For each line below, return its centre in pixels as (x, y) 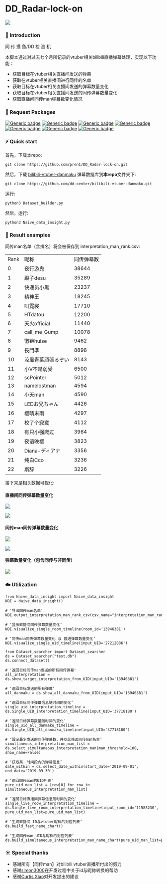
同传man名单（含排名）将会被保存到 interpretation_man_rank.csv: (73, 246)
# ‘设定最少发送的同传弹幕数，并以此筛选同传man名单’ (54, 740)
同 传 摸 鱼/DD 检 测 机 (28, 47)
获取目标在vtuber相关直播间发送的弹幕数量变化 (60, 87)
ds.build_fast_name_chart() (34, 826)
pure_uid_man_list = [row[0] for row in (48, 785)
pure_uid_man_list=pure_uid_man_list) (45, 812)
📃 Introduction (23, 35)
